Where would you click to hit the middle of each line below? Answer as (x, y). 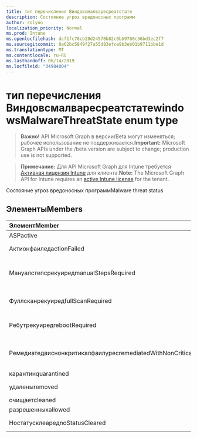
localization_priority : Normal (44, 28)
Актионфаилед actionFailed (47, 249)
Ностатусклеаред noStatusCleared (57, 423)
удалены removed (33, 387)
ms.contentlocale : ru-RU (36, 55)
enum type (151, 120)
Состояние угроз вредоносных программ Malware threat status (85, 190)
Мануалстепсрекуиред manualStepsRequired (72, 273)
